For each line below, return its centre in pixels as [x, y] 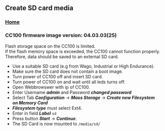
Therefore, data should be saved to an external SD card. [62, 57]
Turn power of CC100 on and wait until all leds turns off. [69, 82]
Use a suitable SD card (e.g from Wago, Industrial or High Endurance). [83, 66]
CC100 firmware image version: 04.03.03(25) [61, 35]
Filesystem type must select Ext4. [47, 108]
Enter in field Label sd [34, 113]
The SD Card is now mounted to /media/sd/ [56, 124]
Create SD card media [39, 8]
